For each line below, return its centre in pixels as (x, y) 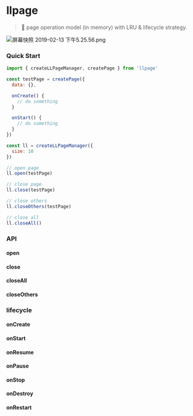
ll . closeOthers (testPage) (39, 206)
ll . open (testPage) (29, 174)
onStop (16, 380)
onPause (18, 366)
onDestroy (20, 394)
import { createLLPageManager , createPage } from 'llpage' (82, 68)
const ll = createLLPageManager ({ (50, 146)
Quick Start (23, 56)
